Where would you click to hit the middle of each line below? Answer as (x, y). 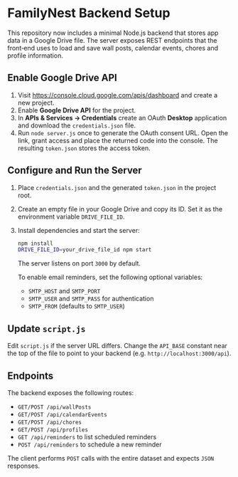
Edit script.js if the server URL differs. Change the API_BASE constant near (117, 346)
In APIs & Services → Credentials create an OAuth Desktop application (122, 117)
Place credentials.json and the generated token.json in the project (117, 187)
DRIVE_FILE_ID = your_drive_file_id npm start (85, 250)
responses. (24, 466)
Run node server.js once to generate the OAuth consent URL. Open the (123, 132)
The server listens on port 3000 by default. (79, 263)
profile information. (36, 56)
